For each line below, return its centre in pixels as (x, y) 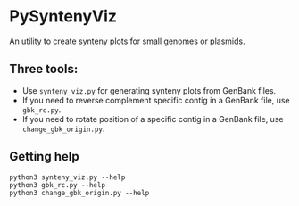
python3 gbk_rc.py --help (57, 185)
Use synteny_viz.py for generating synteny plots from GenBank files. (149, 90)
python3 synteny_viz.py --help (67, 177)
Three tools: (44, 69)
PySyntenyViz (63, 16)
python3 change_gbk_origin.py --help (79, 193)
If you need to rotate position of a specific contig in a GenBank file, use (153, 119)
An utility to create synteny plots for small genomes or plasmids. (127, 41)
